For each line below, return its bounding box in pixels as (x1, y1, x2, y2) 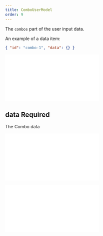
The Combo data (5, 124, 40, 130)
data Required (5, 110, 50, 119)
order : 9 (5, 12, 23, 17)
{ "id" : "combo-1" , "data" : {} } (5, 45, 75, 50)
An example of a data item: (5, 36, 61, 42)
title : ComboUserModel (5, 7, 52, 13)
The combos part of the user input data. (5, 26, 84, 32)
